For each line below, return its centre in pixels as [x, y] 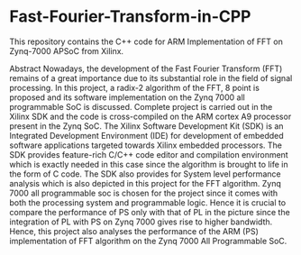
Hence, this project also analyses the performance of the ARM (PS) [134, 231]
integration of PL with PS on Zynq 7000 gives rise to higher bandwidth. [141, 222]
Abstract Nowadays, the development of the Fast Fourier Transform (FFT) [146, 68]
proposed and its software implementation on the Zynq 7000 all [127, 97]
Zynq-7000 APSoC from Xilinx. [67, 50]
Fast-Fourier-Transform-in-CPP [130, 17]
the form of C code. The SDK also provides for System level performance [145, 174]
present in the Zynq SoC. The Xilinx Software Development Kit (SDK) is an [146, 126]
